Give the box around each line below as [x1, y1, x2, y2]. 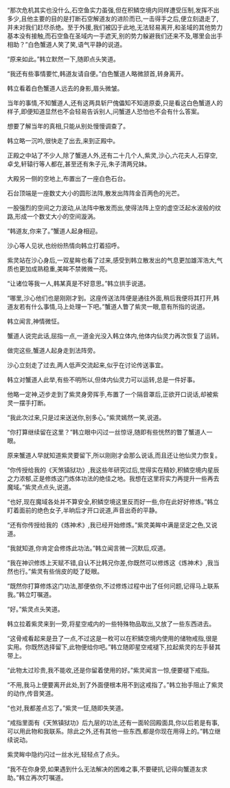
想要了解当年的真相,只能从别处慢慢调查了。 [7, 122, 130, 130]
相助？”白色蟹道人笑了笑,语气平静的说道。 [7, 41, 126, 48]
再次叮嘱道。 [30, 774, 67, 782]
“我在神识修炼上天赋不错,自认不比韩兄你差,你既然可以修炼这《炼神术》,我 [7, 559, 214, 567]
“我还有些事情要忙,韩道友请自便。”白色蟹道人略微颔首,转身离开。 [7, 69, 187, 78]
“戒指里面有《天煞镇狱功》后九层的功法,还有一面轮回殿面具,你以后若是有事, [7, 719, 220, 727]
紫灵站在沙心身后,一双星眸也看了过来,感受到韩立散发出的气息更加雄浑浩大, [7, 256, 218, 264]
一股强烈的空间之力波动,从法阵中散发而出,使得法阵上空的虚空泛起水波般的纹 [7, 204, 222, 212]
